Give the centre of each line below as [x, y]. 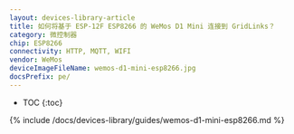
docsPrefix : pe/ [40, 77]
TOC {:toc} [43, 102]
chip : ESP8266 [36, 43]
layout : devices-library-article [72, 18]
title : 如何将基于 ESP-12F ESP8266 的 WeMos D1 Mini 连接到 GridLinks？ [142, 26]
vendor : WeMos [36, 60]
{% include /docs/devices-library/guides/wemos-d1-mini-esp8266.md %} [147, 120]
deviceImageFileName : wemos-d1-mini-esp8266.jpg [103, 69]
